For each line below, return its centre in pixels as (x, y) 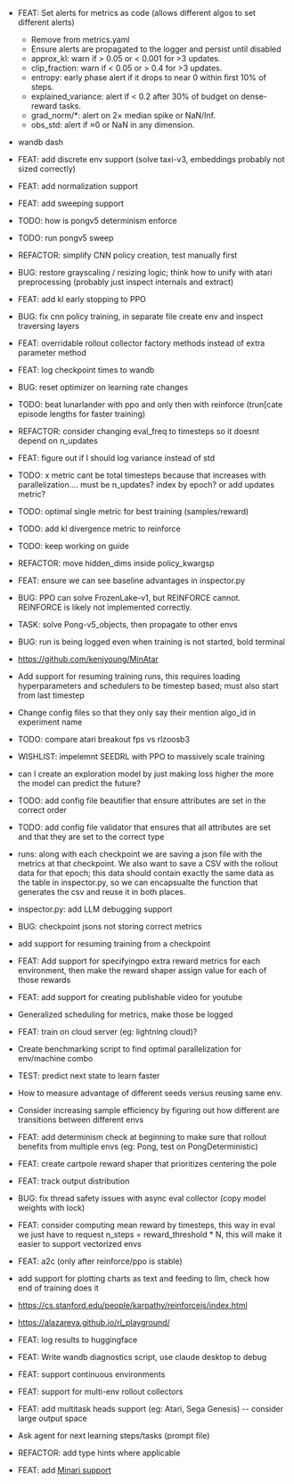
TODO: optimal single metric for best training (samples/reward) (133, 511)
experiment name (50, 722)
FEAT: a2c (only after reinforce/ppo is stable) (100, 1261)
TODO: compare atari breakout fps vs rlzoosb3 (103, 739)
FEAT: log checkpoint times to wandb (86, 370)
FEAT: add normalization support (78, 186)
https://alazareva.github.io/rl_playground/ (94, 1322)
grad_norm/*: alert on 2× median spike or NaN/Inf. (123, 115)
